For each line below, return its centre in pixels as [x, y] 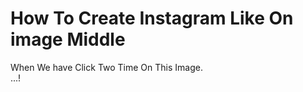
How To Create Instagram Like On [152, 18]
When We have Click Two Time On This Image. [106, 67]
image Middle [68, 39]
